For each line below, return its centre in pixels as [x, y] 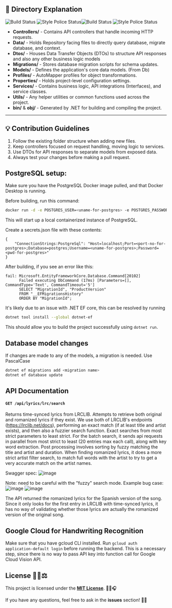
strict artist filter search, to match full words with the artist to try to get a [81, 458]
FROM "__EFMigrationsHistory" [51, 294]
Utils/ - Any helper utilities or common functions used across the [81, 97]
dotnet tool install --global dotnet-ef [49, 318]
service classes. [30, 91]
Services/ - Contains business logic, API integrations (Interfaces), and [87, 86]
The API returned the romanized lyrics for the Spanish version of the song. [84, 499]
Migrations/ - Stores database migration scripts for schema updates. [85, 64]
